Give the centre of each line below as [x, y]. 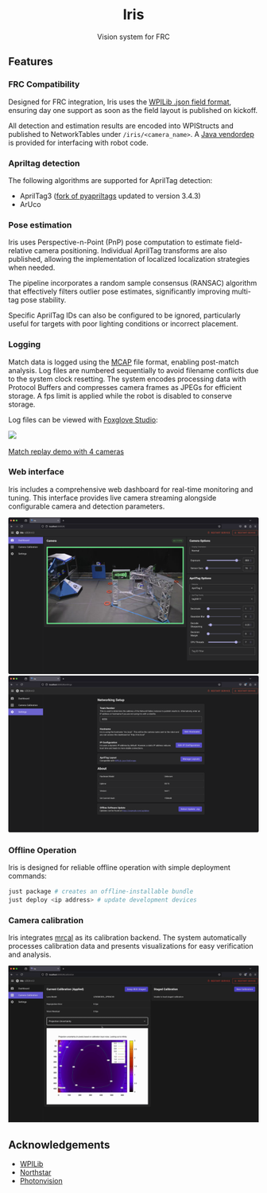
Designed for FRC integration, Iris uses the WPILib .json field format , [120, 102]
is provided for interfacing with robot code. [78, 142]
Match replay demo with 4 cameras [66, 451]
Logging [25, 345]
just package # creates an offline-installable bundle [101, 892]
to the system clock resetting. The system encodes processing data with [127, 379]
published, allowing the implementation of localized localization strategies [129, 259]
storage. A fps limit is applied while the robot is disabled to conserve [120, 396]
